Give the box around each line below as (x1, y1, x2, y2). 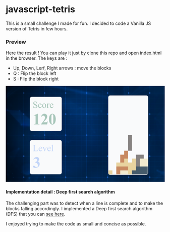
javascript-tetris (6, 4, 75, 15)
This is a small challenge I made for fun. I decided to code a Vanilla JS (6, 20, 151, 26)
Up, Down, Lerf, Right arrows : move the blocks (13, 65, 111, 71)
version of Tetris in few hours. (6, 25, 68, 31)
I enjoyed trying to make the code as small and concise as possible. (6, 220, 146, 226)
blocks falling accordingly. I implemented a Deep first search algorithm (6, 205, 153, 211)
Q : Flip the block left (13, 70, 56, 76)
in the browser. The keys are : (6, 55, 68, 61)
